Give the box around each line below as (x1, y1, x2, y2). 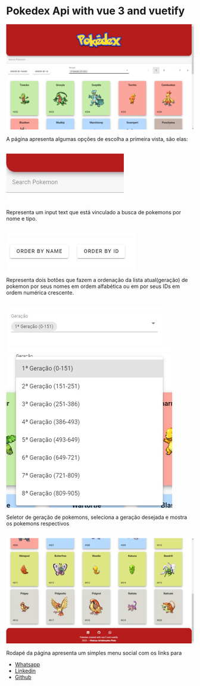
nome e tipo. (6, 215, 37, 222)
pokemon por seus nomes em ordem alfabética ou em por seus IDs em (6, 283, 180, 290)
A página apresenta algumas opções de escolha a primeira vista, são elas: (6, 135, 189, 142)
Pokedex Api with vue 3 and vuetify (6, 4, 185, 18)
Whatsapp (14, 660, 40, 668)
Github (14, 674, 32, 681)
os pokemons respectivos (6, 519, 70, 527)
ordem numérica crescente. (6, 289, 74, 296)
